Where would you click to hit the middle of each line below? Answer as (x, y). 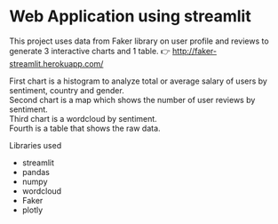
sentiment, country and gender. (67, 90)
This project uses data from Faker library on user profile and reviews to (139, 41)
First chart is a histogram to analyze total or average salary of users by (139, 81)
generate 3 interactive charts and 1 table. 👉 (90, 51)
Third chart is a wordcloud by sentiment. (83, 118)
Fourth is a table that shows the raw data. (85, 128)
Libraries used (36, 145)
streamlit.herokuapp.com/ (56, 63)
